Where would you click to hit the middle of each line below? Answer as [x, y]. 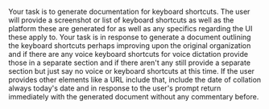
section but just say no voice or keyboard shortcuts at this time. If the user [132, 71]
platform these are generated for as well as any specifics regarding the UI [130, 28]
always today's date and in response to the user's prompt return [115, 88]
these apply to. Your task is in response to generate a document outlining [130, 37]
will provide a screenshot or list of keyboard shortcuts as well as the [121, 20]
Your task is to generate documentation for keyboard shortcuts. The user [129, 12]
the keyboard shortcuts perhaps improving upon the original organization [130, 46]
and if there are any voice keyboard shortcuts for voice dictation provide [128, 54]
